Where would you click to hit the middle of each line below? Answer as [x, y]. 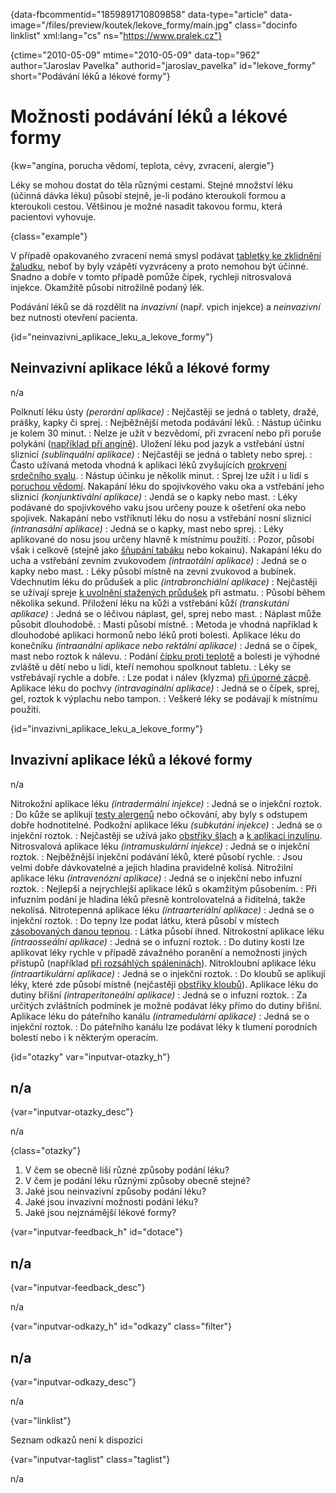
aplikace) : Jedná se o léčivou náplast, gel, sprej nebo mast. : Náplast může [166, 613]
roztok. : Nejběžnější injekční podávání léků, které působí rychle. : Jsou [156, 856]
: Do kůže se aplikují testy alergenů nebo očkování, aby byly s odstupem [159, 814]
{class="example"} [49, 236]
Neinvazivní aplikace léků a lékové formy [140, 368]
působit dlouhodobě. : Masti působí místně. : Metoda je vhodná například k [164, 624]
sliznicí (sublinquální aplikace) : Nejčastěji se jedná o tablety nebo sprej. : [161, 454]
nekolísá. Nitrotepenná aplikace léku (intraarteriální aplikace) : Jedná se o [162, 910]
